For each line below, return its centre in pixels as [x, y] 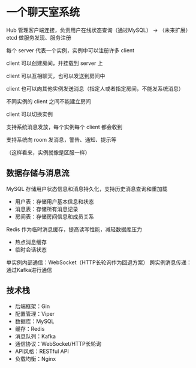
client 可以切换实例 [29, 114]
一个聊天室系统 [43, 12]
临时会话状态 [31, 249]
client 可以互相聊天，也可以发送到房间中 [56, 76]
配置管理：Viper [35, 313]
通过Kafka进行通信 [29, 270]
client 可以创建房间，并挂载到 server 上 [55, 63]
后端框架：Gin [32, 306]
